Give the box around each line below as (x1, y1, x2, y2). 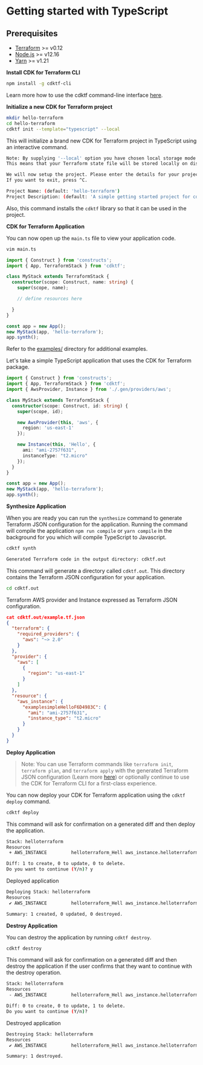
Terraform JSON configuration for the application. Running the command (6, 521, 188, 528)
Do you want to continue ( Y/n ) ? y (6, 866, 94, 872)
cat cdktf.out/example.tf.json (6, 614, 85, 620)
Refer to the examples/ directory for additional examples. (6, 346, 148, 353)
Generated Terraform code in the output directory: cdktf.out (6, 556, 166, 562)
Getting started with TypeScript (6, 4, 169, 18)
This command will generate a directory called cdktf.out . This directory (6, 567, 185, 574)
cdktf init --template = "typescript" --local (6, 126, 120, 132)
